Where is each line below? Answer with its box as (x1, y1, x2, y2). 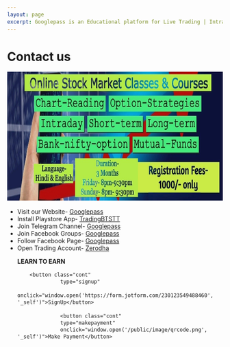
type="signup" (60, 278, 101, 285)
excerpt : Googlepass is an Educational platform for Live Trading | (7, 18, 207, 25)
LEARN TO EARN (16, 258, 66, 266)
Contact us (7, 49, 71, 65)
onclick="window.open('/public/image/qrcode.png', (60, 326, 207, 333)
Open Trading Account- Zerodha (16, 244, 110, 252)
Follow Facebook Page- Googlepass (16, 237, 120, 245)
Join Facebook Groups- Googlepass (16, 230, 120, 238)
